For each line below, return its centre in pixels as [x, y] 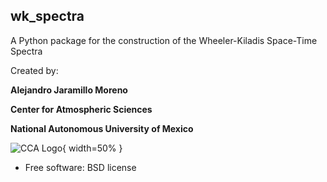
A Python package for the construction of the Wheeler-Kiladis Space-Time [164, 40]
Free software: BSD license [80, 167]
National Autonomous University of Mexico [102, 128]
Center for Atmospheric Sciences [81, 109]
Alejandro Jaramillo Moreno [69, 90]
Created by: [34, 70]
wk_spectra [47, 16]
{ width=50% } [92, 148]
